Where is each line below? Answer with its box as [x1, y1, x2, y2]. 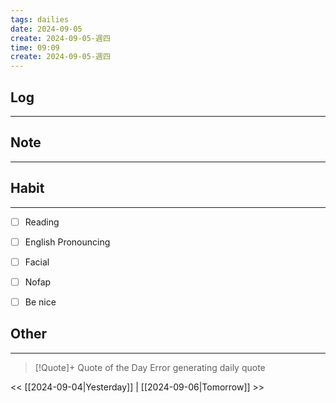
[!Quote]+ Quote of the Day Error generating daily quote [34, 361, 266, 373]
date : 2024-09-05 [10, 24, 83, 34]
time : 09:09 [10, 42, 60, 53]
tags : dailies [10, 14, 70, 25]
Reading [24, 216, 60, 228]
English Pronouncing [24, 236, 111, 248]
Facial [24, 256, 50, 268]
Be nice [24, 296, 57, 308]
